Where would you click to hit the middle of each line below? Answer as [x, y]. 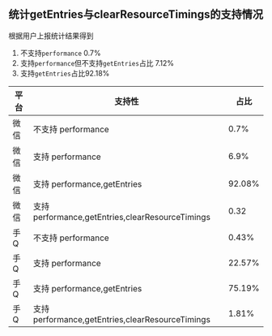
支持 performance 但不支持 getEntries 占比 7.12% [97, 62]
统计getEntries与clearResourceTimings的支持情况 [136, 15]
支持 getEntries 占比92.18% [65, 73]
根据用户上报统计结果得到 [51, 36]
